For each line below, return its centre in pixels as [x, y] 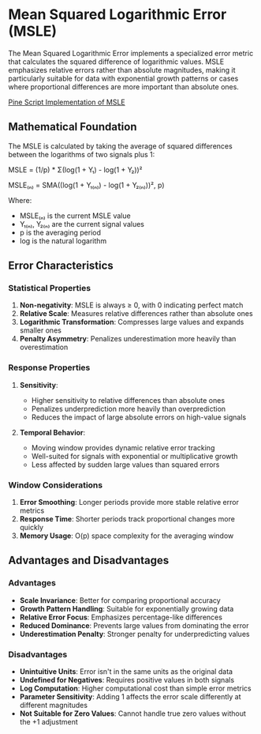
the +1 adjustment [48, 722]
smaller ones [40, 330]
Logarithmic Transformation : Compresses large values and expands [132, 322]
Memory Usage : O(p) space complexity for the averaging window [127, 536]
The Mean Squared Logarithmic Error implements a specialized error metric [131, 53]
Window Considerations [56, 485]
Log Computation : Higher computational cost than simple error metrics [135, 688]
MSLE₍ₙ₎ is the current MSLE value [75, 216]
